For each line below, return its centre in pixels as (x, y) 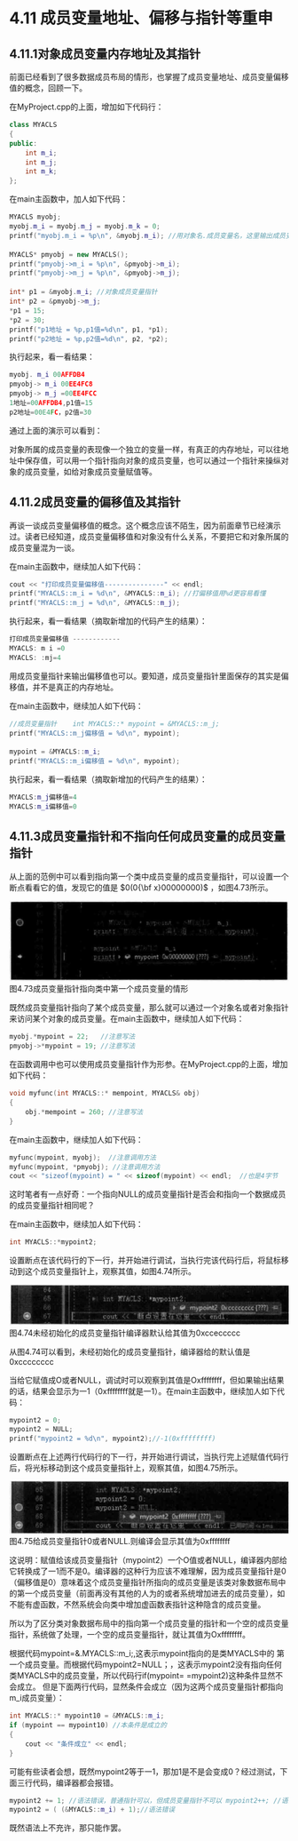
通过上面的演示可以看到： (56, 430)
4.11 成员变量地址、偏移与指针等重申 (141, 18)
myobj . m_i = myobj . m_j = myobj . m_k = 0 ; (85, 227)
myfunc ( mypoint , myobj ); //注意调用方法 (83, 1157)
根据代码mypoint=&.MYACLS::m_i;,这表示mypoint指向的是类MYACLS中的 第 (147, 1654)
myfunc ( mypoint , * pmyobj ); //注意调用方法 (85, 1167)
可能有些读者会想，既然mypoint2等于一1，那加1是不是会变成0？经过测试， (145, 1771)
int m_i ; (41, 153)
